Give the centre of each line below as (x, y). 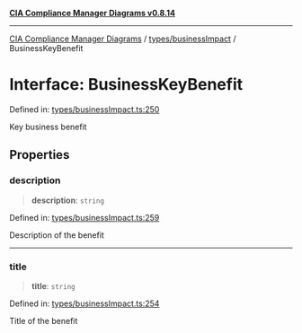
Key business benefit (48, 127)
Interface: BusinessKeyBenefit (126, 85)
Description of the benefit (57, 235)
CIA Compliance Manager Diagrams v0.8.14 (93, 13)
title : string (53, 285)
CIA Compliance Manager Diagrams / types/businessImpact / (123, 39)
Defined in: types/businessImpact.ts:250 (84, 109)
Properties (40, 155)
